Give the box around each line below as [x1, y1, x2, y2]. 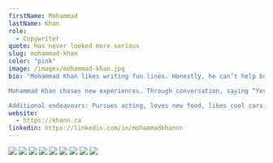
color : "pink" [8, 58, 57, 66]
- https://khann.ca [15, 117, 82, 125]
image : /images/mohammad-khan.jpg [8, 65, 126, 73]
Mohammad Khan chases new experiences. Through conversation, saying [8, 87, 249, 95]
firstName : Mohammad [8, 11, 79, 20]
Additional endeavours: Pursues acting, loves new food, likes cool [8, 101, 245, 109]
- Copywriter [15, 34, 60, 43]
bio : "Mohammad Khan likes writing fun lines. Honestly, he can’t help [8, 72, 256, 80]
